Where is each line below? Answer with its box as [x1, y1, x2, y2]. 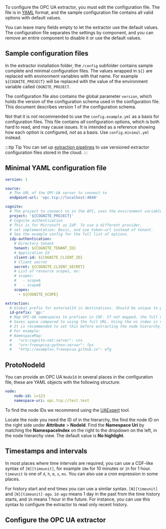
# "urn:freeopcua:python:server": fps [9, 342, 94, 347]
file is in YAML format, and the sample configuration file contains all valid [5, 9, 154, 15]
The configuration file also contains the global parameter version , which [5, 93, 152, 99]
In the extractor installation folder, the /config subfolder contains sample [5, 62, 153, 69]
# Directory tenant [14, 241, 54, 246]
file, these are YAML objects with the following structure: [5, 379, 121, 385]
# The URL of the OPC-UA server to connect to [9, 191, 107, 196]
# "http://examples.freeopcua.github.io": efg [9, 347, 112, 352]
